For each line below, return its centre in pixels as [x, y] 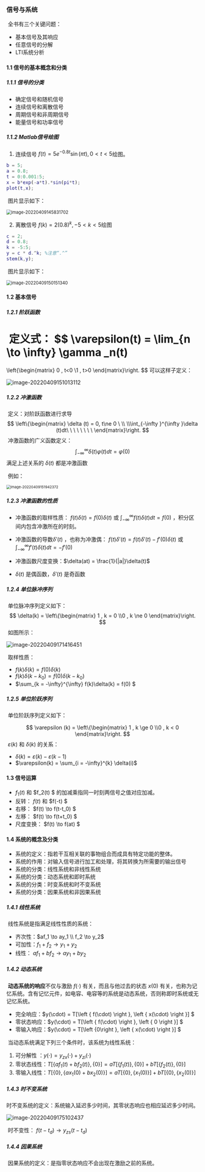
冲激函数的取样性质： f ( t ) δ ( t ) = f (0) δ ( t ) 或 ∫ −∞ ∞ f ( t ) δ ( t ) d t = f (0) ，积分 [102, 518]
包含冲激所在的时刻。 [53, 526]
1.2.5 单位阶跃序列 [30, 699]
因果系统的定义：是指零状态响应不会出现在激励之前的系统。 [82, 1163]
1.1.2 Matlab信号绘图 [33, 137]
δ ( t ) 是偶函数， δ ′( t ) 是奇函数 [50, 574]
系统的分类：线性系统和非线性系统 [58, 869]
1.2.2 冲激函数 [24, 397]
